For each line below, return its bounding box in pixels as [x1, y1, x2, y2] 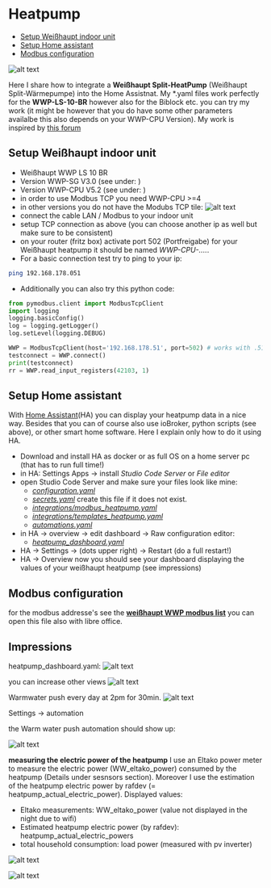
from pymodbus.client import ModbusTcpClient [8, 299, 164, 308]
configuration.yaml [31, 486, 95, 496]
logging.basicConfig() [8, 314, 85, 323]
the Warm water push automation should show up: [8, 723, 176, 733]
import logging [8, 307, 60, 315]
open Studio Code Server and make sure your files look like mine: [19, 477, 238, 487]
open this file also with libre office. [8, 617, 123, 626]
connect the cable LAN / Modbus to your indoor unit [19, 211, 194, 220]
